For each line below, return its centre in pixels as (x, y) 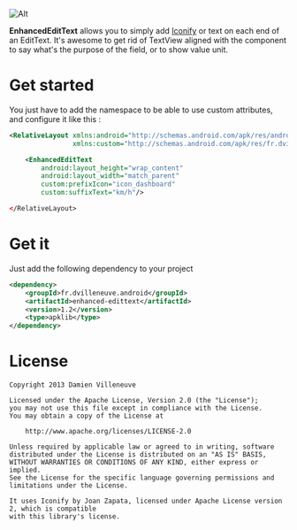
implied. (25, 470)
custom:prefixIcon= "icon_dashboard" (108, 184)
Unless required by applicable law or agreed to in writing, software (142, 447)
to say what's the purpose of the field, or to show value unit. (118, 50)
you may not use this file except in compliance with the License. (136, 408)
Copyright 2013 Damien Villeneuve (73, 385)
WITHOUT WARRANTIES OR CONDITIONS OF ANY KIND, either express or (134, 463)
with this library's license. (65, 517)
